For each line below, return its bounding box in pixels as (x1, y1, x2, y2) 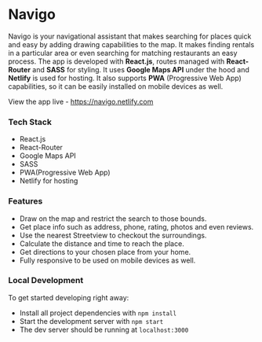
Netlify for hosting (19, 176, 78, 186)
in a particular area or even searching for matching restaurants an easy (8, 48, 238, 57)
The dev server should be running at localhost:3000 (19, 325, 189, 334)
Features (8, 196, 43, 207)
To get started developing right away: (8, 292, 129, 302)
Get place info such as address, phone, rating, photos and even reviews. (19, 222, 254, 231)
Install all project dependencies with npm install (19, 308, 177, 318)
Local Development (8, 275, 84, 286)
